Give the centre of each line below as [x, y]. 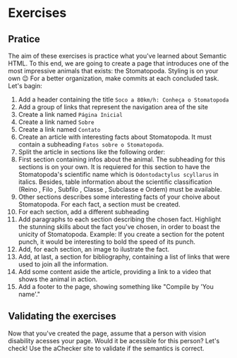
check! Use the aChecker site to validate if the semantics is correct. [106, 348]
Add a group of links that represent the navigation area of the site [113, 107]
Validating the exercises [62, 316]
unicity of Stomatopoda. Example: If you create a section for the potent [121, 234]
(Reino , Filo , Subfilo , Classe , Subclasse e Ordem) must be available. [120, 189]
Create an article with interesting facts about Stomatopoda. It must [115, 137]
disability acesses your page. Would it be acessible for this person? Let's [114, 340]
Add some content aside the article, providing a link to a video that [115, 272]
